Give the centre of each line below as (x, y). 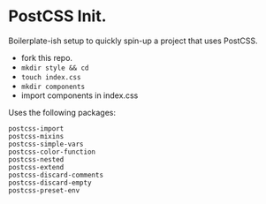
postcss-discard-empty (50, 183)
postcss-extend (36, 167)
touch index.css (51, 77)
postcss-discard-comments (56, 175)
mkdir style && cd (55, 68)
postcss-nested (36, 159)
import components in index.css (80, 95)
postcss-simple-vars (46, 144)
